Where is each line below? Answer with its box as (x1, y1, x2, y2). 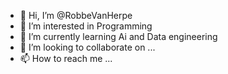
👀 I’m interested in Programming (19, 20, 153, 32)
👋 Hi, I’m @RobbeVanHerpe (19, 10, 133, 21)
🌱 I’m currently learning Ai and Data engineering (19, 31, 218, 42)
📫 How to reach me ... (19, 53, 113, 64)
